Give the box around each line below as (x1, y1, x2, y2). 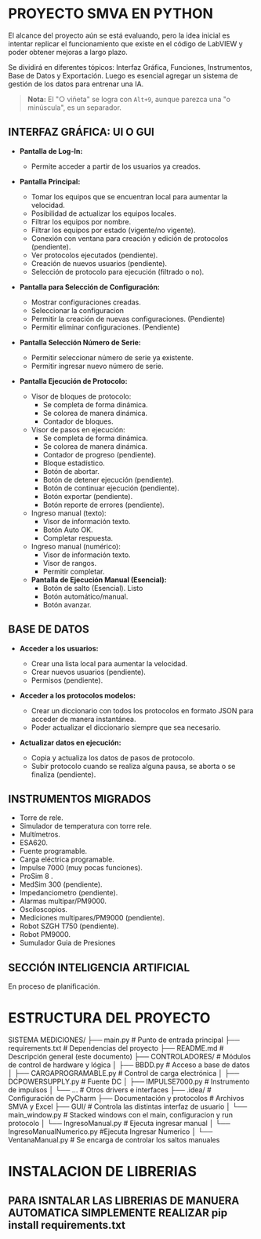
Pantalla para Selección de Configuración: (19, 282, 161, 291)
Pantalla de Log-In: (19, 146, 83, 155)
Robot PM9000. (19, 930, 71, 939)
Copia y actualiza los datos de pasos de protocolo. (31, 753, 195, 762)
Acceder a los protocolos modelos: (19, 691, 136, 700)
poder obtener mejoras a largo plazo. (8, 47, 128, 56)
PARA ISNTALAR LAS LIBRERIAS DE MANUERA (8, 1193, 240, 1207)
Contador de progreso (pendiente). (42, 450, 157, 459)
